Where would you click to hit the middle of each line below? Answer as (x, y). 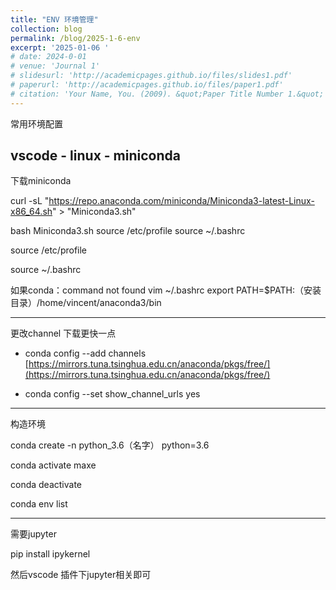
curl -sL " (30, 201)
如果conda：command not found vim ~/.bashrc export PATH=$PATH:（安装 (166, 290)
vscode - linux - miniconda (95, 156)
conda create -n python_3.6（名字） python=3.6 (110, 445)
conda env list (39, 504)
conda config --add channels (85, 353)
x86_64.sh (31, 212)
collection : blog (46, 29)
